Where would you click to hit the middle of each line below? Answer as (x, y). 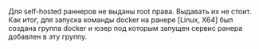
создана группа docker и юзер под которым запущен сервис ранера (126, 28)
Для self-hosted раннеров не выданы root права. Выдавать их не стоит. (130, 11)
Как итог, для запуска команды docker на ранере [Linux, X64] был (121, 20)
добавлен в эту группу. (48, 36)
